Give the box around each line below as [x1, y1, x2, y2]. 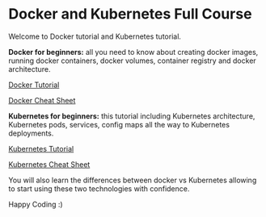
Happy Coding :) [8, 199, 63, 209]
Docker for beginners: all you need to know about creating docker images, [8, 47, 259, 56]
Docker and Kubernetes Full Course [8, 5, 252, 23]
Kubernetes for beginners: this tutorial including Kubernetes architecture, [8, 111, 255, 121]
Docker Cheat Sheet [8, 95, 76, 105]
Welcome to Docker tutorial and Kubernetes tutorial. [8, 31, 182, 41]
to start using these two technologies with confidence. [8, 183, 190, 194]
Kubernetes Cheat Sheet [8, 159, 91, 169]
